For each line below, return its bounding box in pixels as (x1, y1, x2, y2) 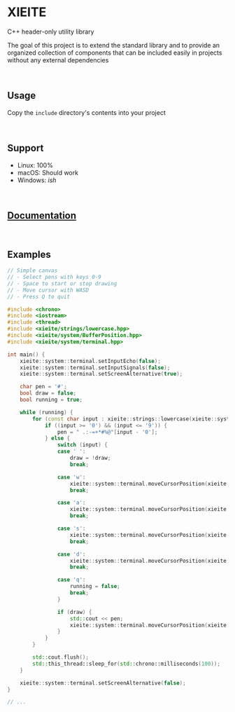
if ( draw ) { (57, 608, 92, 615)
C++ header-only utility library (7, 27, 94, 36)
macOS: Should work (17, 168, 79, 177)
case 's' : (57, 525, 86, 533)
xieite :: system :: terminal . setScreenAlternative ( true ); (20, 371, 183, 378)
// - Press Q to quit (7, 293, 71, 300)
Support (7, 142, 44, 154)
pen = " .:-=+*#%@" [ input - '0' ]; (57, 428, 158, 435)
